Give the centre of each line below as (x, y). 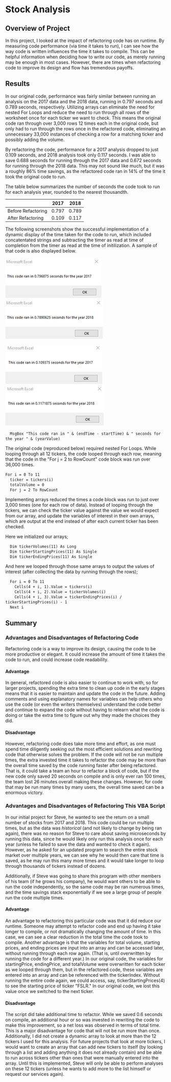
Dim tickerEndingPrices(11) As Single (51, 557)
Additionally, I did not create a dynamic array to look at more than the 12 (81, 1036)
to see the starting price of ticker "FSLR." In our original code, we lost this (82, 986)
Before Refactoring (27, 211)
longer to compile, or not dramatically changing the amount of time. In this (83, 931)
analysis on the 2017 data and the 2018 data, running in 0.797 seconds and (84, 101)
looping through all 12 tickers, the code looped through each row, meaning (83, 454)
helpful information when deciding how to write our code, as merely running (85, 57)
